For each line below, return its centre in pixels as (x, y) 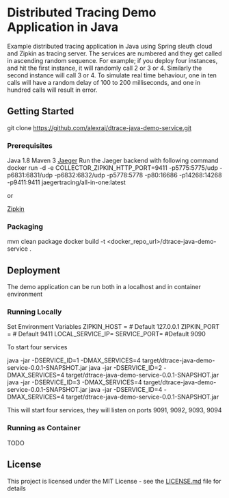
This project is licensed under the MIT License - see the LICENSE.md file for (114, 481)
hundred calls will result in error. (52, 90)
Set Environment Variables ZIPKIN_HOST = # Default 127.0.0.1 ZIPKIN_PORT (113, 327)
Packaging (25, 226)
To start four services (37, 347)
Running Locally (35, 312)
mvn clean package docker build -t (56, 242)
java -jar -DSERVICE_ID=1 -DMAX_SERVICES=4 (74, 360)
